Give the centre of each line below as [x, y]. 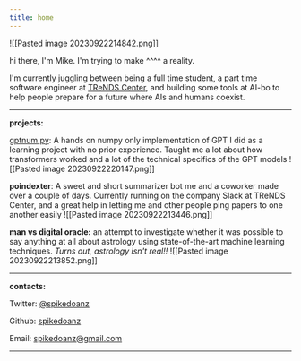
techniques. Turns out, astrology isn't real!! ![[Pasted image [119, 251]
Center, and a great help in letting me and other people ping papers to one [146, 205]
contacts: [28, 286]
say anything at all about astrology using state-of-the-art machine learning [147, 241]
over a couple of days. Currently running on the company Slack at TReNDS [147, 195]
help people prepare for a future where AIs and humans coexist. [127, 97]
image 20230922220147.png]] [99, 168]
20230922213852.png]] [54, 260]
